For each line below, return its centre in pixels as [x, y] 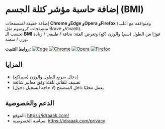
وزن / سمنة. [17, 39]
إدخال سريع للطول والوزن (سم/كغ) [45, 77]
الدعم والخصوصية [30, 103]
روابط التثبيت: [18, 49]
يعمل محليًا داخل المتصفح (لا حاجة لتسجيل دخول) [58, 87]
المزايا [14, 64]
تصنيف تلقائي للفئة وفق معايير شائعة [47, 82]
